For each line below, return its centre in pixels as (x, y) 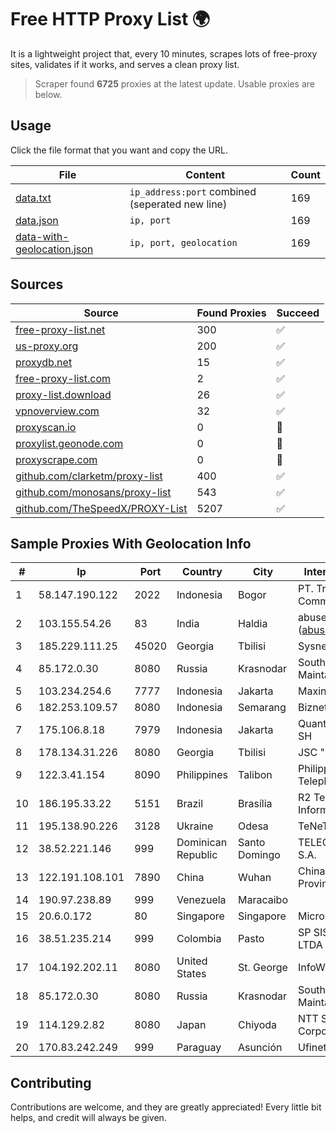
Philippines (202, 775)
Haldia (253, 624)
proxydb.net (44, 362)
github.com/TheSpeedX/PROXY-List (101, 508)
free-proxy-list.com (63, 378)
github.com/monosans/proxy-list (93, 492)
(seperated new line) (178, 204)
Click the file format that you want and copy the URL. (119, 150)
